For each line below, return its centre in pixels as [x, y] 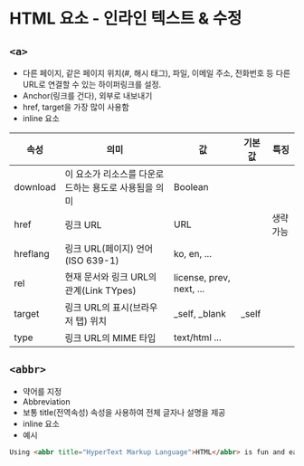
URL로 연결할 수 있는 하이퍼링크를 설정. [92, 84]
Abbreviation [46, 401]
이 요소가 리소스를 [101, 174]
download [35, 187]
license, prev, [202, 277]
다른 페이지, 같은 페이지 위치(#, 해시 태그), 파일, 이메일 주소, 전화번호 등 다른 [157, 73]
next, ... [189, 289]
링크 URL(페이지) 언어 [109, 248]
